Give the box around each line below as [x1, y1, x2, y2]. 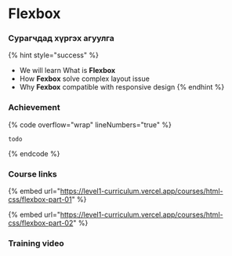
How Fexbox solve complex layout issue [19, 74, 150, 83]
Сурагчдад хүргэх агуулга [8, 33, 115, 44]
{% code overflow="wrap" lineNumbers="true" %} [8, 119, 172, 130]
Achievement [8, 102, 60, 113]
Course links [8, 168, 57, 179]
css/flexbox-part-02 [8, 218, 74, 228]
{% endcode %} [8, 148, 60, 158]
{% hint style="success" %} [8, 50, 100, 60]
